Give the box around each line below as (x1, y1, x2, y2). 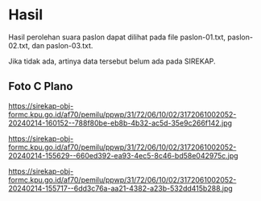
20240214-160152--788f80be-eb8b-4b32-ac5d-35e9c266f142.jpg (8, 118, 232, 128)
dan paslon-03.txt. (31, 40, 93, 50)
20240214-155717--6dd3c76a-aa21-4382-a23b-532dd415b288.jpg (8, 183, 234, 193)
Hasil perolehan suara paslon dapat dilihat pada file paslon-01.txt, (8, 32, 226, 42)
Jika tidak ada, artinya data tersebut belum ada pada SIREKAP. (8, 56, 216, 66)
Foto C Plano (8, 80, 73, 93)
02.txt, (8, 40, 31, 50)
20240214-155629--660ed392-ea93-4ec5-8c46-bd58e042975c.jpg (8, 150, 239, 160)
